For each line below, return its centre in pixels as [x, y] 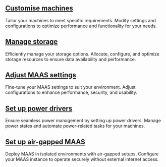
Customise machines [39, 8]
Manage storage [32, 42]
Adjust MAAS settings [41, 75]
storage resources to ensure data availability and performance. [71, 59]
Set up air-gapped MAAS [45, 142]
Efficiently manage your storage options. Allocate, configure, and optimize [82, 54]
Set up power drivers [39, 108]
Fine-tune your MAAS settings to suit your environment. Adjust [70, 87]
